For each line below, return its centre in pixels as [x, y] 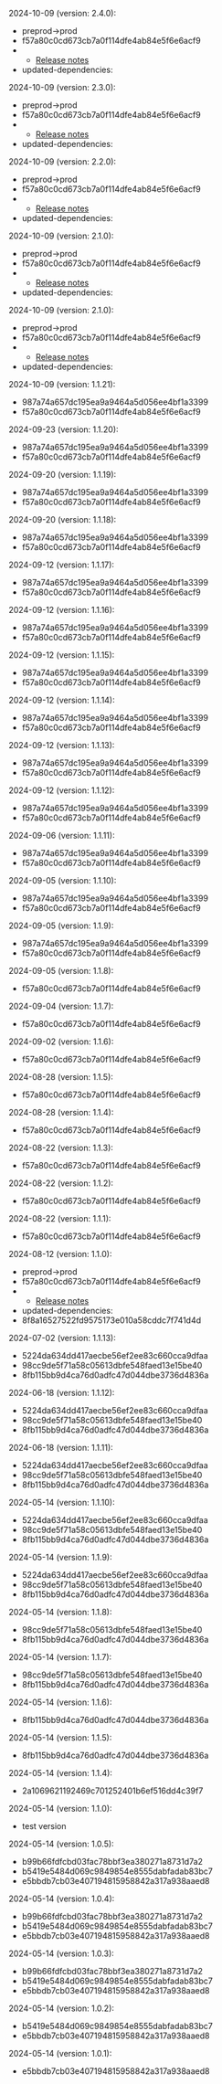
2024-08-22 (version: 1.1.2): [61, 1183]
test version [44, 1826]
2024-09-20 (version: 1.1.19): [63, 475]
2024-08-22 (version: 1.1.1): [60, 1218]
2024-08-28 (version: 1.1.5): [61, 1077]
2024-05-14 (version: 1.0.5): [62, 1844]
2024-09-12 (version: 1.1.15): [62, 655]
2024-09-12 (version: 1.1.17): [62, 565]
